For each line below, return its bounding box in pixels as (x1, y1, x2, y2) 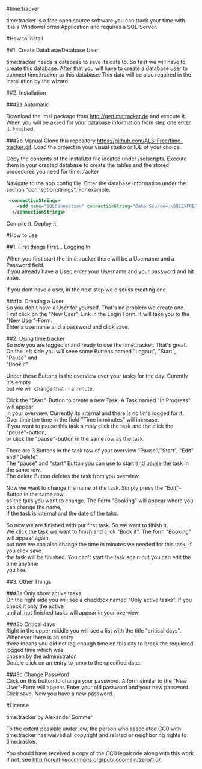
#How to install (6, 35, 43, 42)
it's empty (6, 378, 31, 385)
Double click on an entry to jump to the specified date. (6, 659, 141, 666)
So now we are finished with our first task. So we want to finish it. (6, 521, 168, 528)
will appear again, (6, 534, 50, 542)
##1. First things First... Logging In (6, 243, 91, 250)
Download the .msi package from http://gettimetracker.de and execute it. (6, 113, 186, 119)
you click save (6, 547, 42, 554)
